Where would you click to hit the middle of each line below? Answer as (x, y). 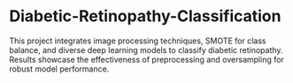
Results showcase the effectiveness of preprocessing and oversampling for (147, 59)
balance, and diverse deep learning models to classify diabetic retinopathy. (146, 49)
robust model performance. (59, 69)
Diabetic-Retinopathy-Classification (145, 16)
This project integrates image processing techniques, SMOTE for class (138, 41)
